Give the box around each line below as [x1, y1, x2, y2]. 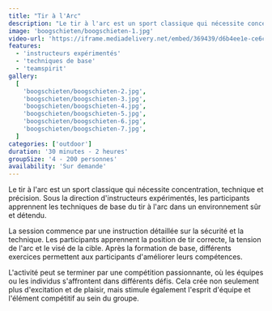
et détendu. [8, 211, 47, 220]
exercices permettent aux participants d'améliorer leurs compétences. [8, 252, 243, 262]
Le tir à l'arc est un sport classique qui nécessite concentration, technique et [8, 185, 264, 194]
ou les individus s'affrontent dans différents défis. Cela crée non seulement [8, 276, 259, 286]
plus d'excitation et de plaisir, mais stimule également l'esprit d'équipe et [8, 285, 251, 295]
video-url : [8, 34, 45, 43]
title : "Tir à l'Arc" [8, 11, 82, 20]
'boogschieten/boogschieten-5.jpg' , [23, 110, 147, 118]
